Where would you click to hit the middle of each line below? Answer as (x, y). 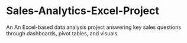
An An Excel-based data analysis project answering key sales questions (94, 27)
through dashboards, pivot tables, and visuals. (63, 33)
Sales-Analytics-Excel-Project (83, 11)
